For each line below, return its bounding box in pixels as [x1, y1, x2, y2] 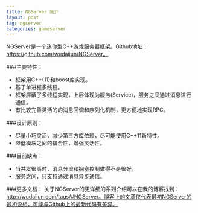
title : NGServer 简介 [6, 8, 59, 15]
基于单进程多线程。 [14, 84, 63, 91]
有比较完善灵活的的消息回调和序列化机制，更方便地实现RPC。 [14, 106, 169, 113]
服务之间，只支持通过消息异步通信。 [14, 173, 106, 180]
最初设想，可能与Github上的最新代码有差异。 [6, 200, 118, 208]
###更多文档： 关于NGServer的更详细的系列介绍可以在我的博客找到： [6, 185, 180, 193]
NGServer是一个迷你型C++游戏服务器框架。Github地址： [6, 43, 148, 50]
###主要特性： [6, 63, 43, 71]
